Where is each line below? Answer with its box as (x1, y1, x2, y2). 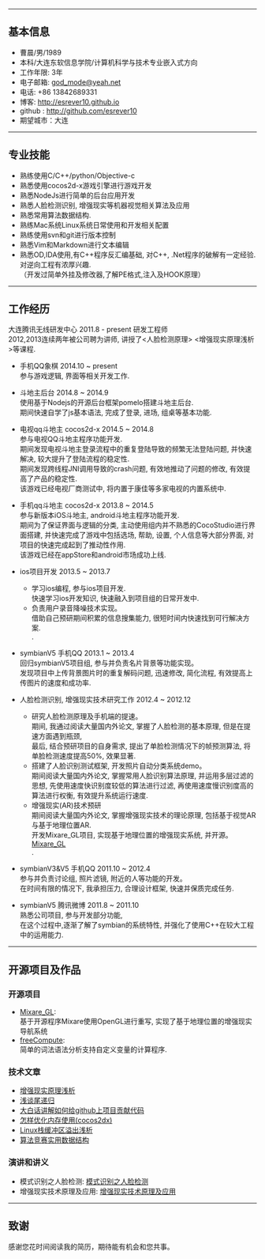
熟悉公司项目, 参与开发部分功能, (19, 910, 123, 920)
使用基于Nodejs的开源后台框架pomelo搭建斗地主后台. (19, 398, 194, 407)
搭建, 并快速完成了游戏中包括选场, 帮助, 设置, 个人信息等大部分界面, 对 (26, 531, 254, 540)
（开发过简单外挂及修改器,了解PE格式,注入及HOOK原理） (19, 270, 205, 279)
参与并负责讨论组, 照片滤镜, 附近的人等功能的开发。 (19, 874, 187, 883)
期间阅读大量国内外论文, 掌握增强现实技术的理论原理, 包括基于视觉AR (31, 811, 256, 820)
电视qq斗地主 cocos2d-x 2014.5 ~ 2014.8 (19, 425, 154, 434)
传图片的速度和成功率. (19, 678, 91, 688)
